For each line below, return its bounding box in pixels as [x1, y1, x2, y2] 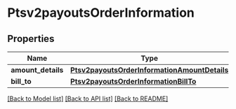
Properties [7, 33, 55, 45]
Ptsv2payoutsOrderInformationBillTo [70, 77, 197, 86]
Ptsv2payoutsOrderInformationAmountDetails [70, 65, 229, 75]
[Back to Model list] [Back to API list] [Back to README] [7, 94, 169, 103]
